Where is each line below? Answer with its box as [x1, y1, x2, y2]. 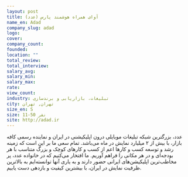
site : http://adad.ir [6, 117, 60, 123]
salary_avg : [6, 68, 36, 74]
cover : [6, 36, 23, 41]
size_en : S [6, 106, 33, 112]
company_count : [6, 41, 44, 47]
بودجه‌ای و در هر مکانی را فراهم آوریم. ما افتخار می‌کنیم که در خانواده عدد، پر [6, 152, 173, 159]
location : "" [6, 52, 39, 58]
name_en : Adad [6, 19, 42, 25]
